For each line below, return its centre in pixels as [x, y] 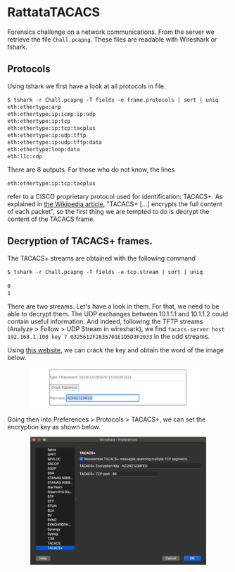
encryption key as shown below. [54, 427]
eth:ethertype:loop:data [44, 149]
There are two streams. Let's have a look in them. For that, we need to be [113, 306]
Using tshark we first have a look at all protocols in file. [87, 86]
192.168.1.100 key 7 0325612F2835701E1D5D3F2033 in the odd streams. [109, 336]
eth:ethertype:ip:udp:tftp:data [55, 142]
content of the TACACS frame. [51, 219]
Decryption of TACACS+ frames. [80, 241]
